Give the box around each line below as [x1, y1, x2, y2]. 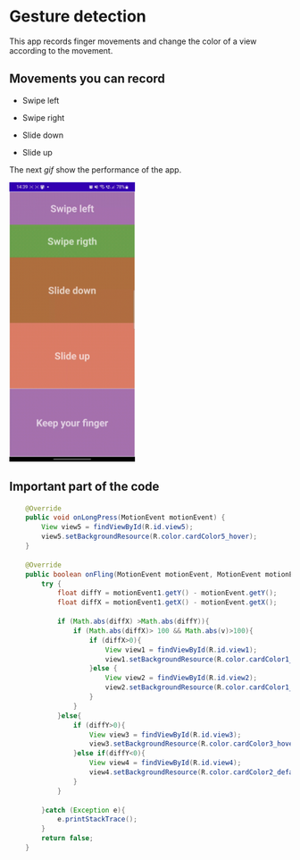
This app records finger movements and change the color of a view [9, 36, 257, 46]
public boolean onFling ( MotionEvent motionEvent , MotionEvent [25, 569, 262, 578]
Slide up [21, 147, 54, 157]
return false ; [41, 834, 94, 843]
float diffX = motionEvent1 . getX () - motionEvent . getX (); [56, 598, 278, 607]
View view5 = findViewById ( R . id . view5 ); [41, 523, 194, 532]
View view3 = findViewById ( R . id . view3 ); [88, 730, 242, 739]
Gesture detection [9, 6, 146, 27]
